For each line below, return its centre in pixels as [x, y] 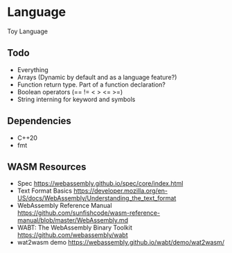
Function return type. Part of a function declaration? [91, 85]
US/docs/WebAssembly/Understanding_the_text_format [97, 198]
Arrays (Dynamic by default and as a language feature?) [97, 77]
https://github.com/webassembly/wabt [72, 235]
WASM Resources [47, 167]
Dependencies [39, 121]
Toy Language [28, 31]
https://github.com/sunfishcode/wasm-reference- [89, 213]
